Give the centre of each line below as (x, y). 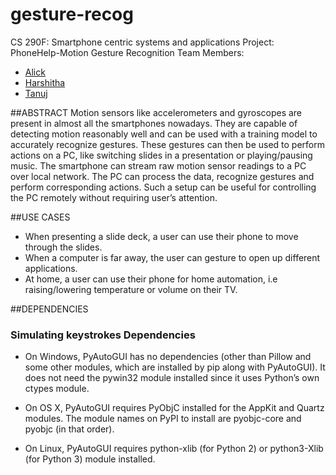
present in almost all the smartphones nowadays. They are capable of (154, 123)
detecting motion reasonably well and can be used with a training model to (164, 134)
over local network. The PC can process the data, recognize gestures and (162, 176)
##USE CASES (40, 217)
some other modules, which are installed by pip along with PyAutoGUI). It (175, 367)
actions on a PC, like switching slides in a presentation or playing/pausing (161, 155)
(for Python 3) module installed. (90, 459)
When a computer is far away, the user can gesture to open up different (172, 257)
